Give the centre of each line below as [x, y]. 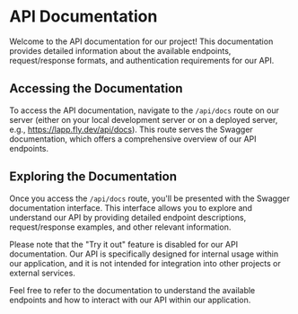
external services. [43, 273]
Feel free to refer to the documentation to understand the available [132, 290]
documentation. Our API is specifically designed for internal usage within [144, 254]
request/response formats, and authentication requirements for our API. [142, 60]
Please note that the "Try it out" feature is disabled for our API [124, 244]
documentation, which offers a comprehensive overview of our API [133, 139]
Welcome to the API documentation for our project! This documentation [141, 41]
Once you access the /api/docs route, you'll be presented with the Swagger [149, 198]
